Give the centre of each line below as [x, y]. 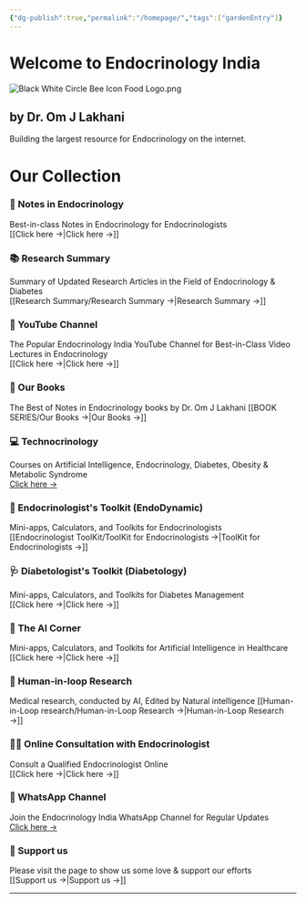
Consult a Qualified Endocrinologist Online [89, 764]
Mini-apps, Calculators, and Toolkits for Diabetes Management [127, 594]
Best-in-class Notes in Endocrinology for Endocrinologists [118, 224]
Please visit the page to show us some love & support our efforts [131, 871]
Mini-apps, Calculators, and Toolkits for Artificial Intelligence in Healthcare [149, 647]
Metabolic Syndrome [49, 475]
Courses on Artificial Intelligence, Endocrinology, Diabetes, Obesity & [139, 465]
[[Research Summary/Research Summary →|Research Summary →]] [138, 301]
